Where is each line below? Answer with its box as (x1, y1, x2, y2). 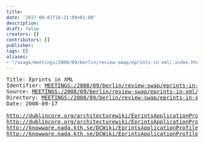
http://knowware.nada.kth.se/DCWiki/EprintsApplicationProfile (6, 124, 199, 131)
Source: (6, 88, 29, 95)
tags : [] (6, 48, 29, 54)
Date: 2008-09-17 (6, 100, 58, 107)
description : (6, 20, 39, 26)
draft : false (6, 25, 39, 32)
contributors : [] (6, 37, 50, 43)
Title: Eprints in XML (6, 76, 74, 83)
